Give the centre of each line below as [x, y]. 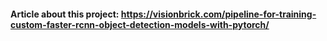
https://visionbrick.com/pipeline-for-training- [218, 14]
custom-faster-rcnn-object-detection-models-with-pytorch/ [140, 24]
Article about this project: [65, 14]
